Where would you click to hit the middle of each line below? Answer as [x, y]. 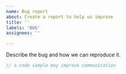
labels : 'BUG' [23, 28]
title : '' [18, 22]
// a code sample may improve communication [61, 66]
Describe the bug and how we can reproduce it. [63, 55]
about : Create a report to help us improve [60, 17]
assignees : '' [23, 33]
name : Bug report [27, 11]
